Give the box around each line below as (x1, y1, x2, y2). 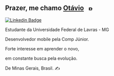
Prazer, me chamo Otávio (5, 4, 84, 12)
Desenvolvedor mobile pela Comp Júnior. (5, 36, 89, 42)
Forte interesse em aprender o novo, (5, 45, 79, 51)
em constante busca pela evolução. (5, 55, 77, 61)
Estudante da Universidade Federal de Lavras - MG (5, 27, 110, 33)
